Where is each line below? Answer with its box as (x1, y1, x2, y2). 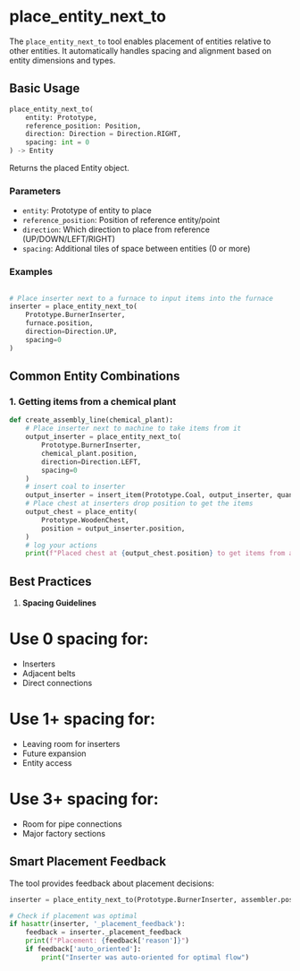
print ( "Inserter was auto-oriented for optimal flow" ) (41, 952, 250, 962)
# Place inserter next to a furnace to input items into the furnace (9, 294, 274, 303)
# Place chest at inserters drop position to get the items (25, 499, 254, 508)
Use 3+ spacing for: (9, 789, 159, 810)
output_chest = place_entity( (25, 508, 138, 517)
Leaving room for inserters (21, 738, 121, 749)
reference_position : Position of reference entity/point (21, 215, 221, 226)
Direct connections (21, 678, 93, 689)
